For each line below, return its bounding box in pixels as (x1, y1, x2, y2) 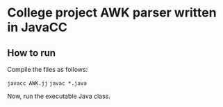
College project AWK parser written (7, 5, 217, 21)
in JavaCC (7, 19, 67, 35)
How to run (7, 47, 56, 59)
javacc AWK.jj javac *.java (7, 80, 87, 87)
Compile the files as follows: (7, 66, 88, 73)
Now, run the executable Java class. (7, 92, 111, 100)
